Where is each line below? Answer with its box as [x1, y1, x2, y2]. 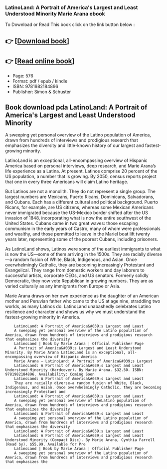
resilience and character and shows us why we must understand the [5, 309, 146, 315]
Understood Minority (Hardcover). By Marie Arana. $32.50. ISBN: [5, 367, 144, 372]
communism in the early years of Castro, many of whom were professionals [5, 225, 161, 231]
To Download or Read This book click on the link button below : [5, 21, 135, 27]
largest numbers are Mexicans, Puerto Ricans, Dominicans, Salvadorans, [5, 194, 155, 200]
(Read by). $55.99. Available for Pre [5, 442, 86, 447]
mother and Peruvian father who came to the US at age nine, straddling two [5, 298, 161, 304]
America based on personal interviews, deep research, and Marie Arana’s [5, 163, 156, 169]
